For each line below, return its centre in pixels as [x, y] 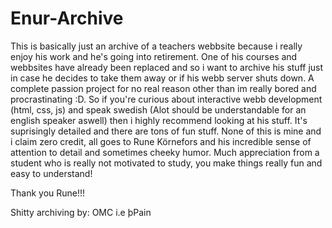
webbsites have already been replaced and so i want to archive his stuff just [167, 67]
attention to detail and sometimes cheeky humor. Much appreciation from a [165, 152]
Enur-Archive [67, 18]
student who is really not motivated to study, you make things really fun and [166, 163]
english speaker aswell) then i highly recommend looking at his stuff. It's [159, 120]
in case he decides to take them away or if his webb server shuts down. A [162, 78]
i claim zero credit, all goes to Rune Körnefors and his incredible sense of [161, 141]
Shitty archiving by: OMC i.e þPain [81, 212]
